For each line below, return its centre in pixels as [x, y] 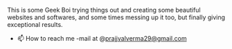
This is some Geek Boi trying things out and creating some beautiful [104, 10]
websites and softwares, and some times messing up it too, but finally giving [116, 17]
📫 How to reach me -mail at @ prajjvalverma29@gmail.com [102, 38]
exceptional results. [35, 24]
